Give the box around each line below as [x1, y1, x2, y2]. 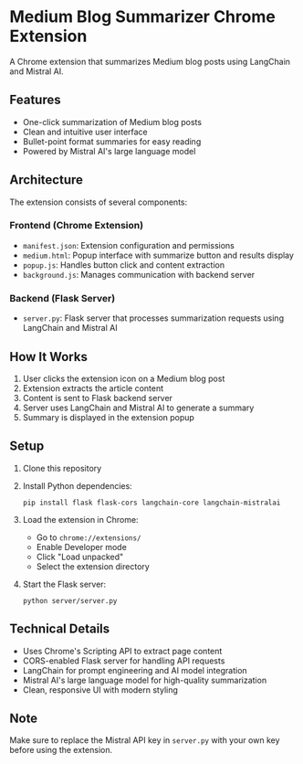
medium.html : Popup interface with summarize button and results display [22, 249, 295, 260]
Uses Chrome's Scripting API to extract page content [22, 645, 223, 656]
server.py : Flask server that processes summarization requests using [22, 313, 285, 324]
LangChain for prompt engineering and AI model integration [22, 664, 248, 675]
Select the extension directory [36, 560, 151, 572]
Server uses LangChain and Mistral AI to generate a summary [22, 402, 255, 413]
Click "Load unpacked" [36, 551, 124, 562]
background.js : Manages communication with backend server [22, 269, 256, 280]
